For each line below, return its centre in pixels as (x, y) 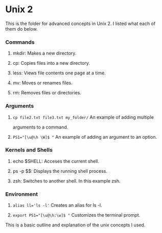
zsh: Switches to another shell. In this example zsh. (66, 181)
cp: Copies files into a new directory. (51, 63)
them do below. (21, 29)
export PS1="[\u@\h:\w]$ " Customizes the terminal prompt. (76, 215)
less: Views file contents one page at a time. (59, 73)
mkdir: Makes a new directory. (44, 53)
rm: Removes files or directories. (47, 93)
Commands (20, 42)
